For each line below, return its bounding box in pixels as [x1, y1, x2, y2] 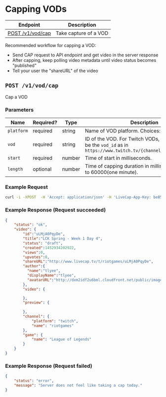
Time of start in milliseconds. [84, 155, 152, 162]
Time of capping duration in [84, 163, 149, 170]
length [7, 167, 23, 172]
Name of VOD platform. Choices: [84, 128, 161, 134]
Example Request [5, 183, 48, 190]
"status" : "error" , [14, 378, 54, 384]
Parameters [5, 106, 34, 113]
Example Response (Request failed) [5, 362, 92, 369]
